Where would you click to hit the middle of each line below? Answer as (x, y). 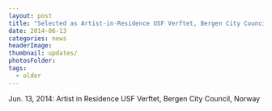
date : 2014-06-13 (38, 31)
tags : (17, 68)
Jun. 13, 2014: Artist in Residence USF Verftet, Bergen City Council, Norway (134, 98)
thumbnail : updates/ (43, 53)
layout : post (30, 16)
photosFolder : (32, 61)
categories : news (38, 38)
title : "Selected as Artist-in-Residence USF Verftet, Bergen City (125, 23)
